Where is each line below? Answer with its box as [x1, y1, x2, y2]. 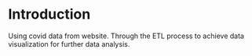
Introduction [8, 5, 91, 23]
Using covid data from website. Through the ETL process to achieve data [8, 31, 245, 40]
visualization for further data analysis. [8, 39, 130, 48]
